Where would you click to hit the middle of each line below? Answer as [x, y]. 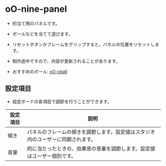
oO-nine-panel [36, 9]
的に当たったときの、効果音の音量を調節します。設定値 [91, 148]
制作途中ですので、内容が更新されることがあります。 [66, 61]
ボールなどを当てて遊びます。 [42, 34]
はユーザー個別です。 [52, 156]
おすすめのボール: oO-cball [40, 71]
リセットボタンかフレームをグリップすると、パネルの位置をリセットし [83, 44]
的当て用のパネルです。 [36, 23]
